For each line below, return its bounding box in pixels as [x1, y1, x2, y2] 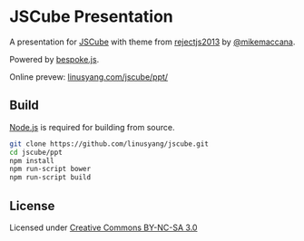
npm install [9, 156, 54, 165]
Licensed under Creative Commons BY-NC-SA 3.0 [9, 222, 198, 233]
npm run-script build [9, 173, 92, 182]
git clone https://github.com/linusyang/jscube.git [9, 139, 209, 149]
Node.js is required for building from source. [9, 121, 175, 132]
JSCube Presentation [9, 6, 174, 27]
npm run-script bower [9, 165, 92, 174]
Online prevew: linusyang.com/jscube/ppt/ [9, 71, 169, 82]
